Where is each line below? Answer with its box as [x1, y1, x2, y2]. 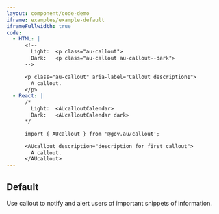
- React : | [12, 93, 44, 99]
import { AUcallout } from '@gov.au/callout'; [24, 130, 160, 137]
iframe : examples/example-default [6, 16, 105, 23]
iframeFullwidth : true [6, 23, 71, 29]
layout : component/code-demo [6, 10, 90, 17]
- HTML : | [12, 36, 40, 43]
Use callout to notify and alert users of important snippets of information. [6, 199, 213, 207]
